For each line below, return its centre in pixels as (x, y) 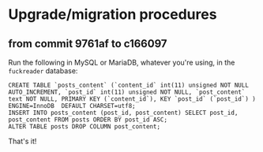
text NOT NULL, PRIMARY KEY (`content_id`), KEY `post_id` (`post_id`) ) (132, 99)
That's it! (23, 141)
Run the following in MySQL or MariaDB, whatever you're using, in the (122, 62)
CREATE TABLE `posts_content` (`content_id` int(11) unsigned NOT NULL (128, 85)
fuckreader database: (43, 71)
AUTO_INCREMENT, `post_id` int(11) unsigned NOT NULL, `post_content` (127, 92)
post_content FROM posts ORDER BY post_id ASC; (88, 120)
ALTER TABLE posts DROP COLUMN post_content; (84, 127)
